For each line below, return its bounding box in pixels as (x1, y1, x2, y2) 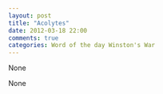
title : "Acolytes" (8, 19, 70, 27)
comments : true (8, 33, 59, 42)
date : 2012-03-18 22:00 (8, 26, 88, 34)
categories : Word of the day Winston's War (8, 41, 156, 49)
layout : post (8, 11, 52, 20)
